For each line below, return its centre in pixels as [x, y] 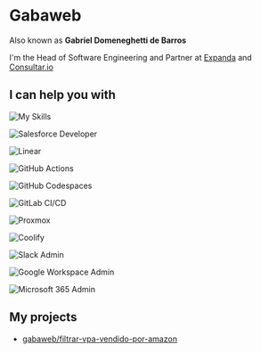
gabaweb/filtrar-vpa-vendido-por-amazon [100, 339]
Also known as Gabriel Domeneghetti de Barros [98, 40]
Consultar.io [31, 67]
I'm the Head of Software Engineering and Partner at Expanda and [130, 57]
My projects [43, 317]
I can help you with [62, 95]
